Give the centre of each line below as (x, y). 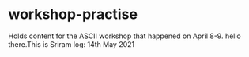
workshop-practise (73, 14)
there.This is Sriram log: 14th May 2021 (72, 44)
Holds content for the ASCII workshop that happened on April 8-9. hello (124, 36)
